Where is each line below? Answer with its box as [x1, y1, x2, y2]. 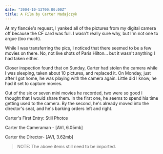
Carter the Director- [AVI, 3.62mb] [5, 134, 74, 140]
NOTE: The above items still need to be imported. [17, 143, 116, 149]
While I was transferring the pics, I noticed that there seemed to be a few [5, 45, 152, 51]
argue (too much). [5, 35, 41, 42]
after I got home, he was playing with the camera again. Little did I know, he [5, 75, 157, 81]
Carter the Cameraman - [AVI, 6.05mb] [5, 124, 83, 130]
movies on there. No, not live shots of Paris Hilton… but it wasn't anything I [5, 50, 155, 56]
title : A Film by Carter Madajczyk [5, 12, 78, 17]
